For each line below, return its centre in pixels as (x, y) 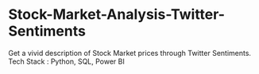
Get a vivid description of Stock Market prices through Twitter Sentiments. (130, 53)
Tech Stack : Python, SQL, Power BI (66, 61)
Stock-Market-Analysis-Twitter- (116, 15)
